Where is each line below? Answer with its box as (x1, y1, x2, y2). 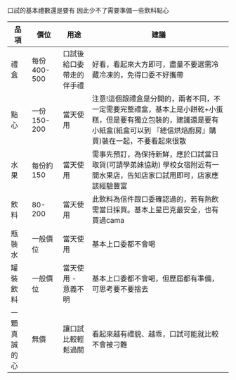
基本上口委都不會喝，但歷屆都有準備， (91, 274, 219, 283)
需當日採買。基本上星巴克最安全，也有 (91, 205, 219, 214)
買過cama (91, 216, 125, 225)
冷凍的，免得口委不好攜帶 (98, 70, 184, 80)
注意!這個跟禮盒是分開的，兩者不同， (91, 94, 214, 104)
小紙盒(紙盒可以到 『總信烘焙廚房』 (91, 125, 209, 135)
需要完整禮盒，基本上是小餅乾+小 (105, 104, 216, 114)
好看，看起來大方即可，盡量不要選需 (91, 59, 212, 69)
